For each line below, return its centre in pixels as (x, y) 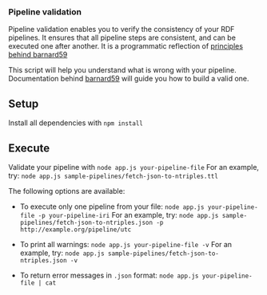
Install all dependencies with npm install (76, 123)
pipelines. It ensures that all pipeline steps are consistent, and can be (122, 37)
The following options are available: (67, 191)
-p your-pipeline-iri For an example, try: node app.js (128, 214)
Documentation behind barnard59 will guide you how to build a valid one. (129, 79)
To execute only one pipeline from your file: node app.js (112, 206)
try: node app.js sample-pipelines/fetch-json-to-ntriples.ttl (113, 175)
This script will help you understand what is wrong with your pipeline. (123, 70)
